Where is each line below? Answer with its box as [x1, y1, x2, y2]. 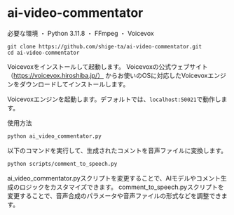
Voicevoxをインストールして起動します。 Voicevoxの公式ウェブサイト [7, 62, 208, 71]
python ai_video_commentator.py [7, 132, 102, 140]
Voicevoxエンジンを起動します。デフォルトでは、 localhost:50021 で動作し [7, 95, 221, 103]
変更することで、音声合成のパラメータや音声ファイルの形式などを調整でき [7, 191, 222, 200]
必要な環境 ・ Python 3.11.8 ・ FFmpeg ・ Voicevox [7, 29, 154, 37]
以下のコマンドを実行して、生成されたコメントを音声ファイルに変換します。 [7, 146, 228, 155]
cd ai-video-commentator [7, 49, 80, 56]
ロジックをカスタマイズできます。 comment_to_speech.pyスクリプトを [19, 183, 224, 191]
